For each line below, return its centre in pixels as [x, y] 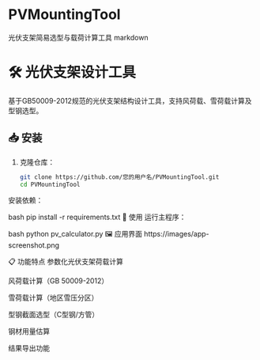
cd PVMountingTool [50, 184]
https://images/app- [176, 234]
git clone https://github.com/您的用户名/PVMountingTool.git [119, 177]
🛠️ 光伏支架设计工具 [72, 72]
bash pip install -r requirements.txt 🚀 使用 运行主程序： [97, 217]
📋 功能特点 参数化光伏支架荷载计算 [66, 262]
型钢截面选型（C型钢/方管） [54, 315]
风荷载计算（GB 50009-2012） [58, 281]
